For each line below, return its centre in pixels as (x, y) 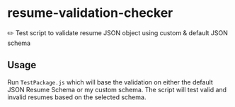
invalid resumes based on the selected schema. (77, 97)
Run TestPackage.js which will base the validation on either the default (110, 82)
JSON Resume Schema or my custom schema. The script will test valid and (117, 89)
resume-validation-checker (90, 13)
